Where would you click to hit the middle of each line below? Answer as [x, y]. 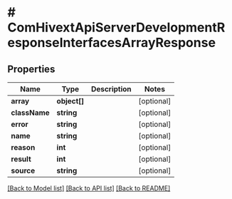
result [21, 159]
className [30, 113]
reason [23, 147]
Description [111, 89]
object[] [70, 101]
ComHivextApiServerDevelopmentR [116, 27]
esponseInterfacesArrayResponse [111, 43]
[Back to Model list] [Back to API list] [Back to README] [89, 188]
